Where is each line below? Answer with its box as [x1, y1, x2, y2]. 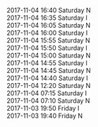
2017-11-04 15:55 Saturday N [6, 36, 90, 45]
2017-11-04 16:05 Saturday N [6, 21, 91, 29]
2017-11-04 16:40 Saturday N [6, 6, 91, 14]
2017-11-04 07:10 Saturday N [6, 96, 90, 105]
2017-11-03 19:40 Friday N [6, 111, 83, 120]
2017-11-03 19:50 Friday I [6, 104, 80, 112]
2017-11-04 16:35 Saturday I [6, 13, 87, 22]
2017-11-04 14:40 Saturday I [6, 74, 89, 82]
